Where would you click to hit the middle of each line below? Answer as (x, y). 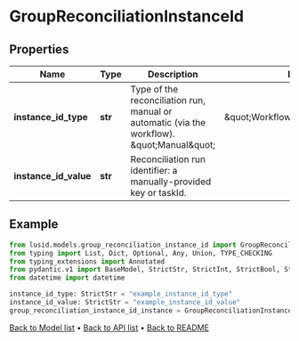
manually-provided (171, 182)
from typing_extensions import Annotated (87, 261)
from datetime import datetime (67, 278)
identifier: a (154, 170)
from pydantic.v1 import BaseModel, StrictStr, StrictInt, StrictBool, (145, 270)
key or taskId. (158, 193)
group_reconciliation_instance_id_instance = (95, 310)
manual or (151, 111)
